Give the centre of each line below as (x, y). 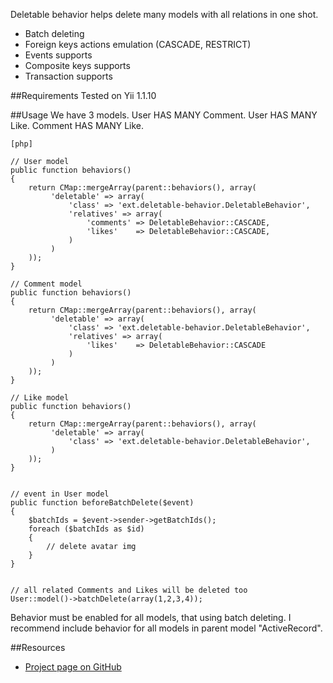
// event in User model (60, 494)
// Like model (40, 398)
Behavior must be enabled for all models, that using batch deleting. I (151, 617)
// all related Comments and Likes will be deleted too (129, 590)
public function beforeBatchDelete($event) (102, 503)
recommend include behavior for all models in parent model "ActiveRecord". (166, 628)
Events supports (58, 55)
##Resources (38, 647)
